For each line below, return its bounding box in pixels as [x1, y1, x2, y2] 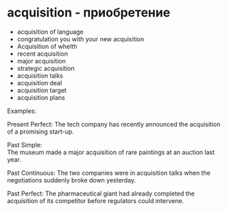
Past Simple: [7, 140, 43, 149]
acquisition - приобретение [7, 5, 171, 21]
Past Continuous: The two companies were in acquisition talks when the [7, 169, 211, 177]
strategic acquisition [16, 64, 75, 72]
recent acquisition [16, 50, 69, 58]
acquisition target [16, 86, 67, 94]
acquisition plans [16, 93, 65, 101]
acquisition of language [16, 28, 84, 36]
